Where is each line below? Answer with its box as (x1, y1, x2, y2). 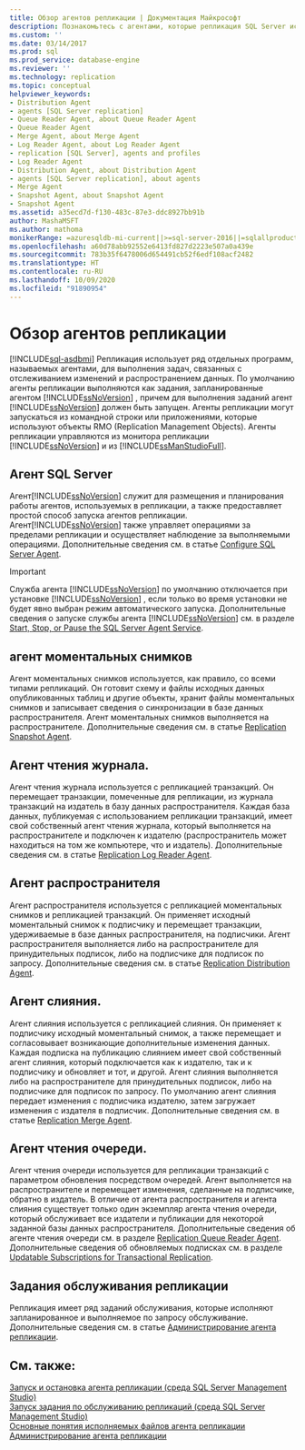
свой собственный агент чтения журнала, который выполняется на (9, 821, 271, 831)
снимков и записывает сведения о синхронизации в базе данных (9, 702, 264, 713)
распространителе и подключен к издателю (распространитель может (9, 830, 288, 841)
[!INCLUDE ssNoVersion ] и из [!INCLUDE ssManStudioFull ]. (9, 440, 227, 451)
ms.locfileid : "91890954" (9, 284, 107, 293)
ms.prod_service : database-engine (9, 55, 141, 65)
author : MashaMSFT (9, 216, 79, 226)
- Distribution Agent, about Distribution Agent (9, 166, 197, 175)
